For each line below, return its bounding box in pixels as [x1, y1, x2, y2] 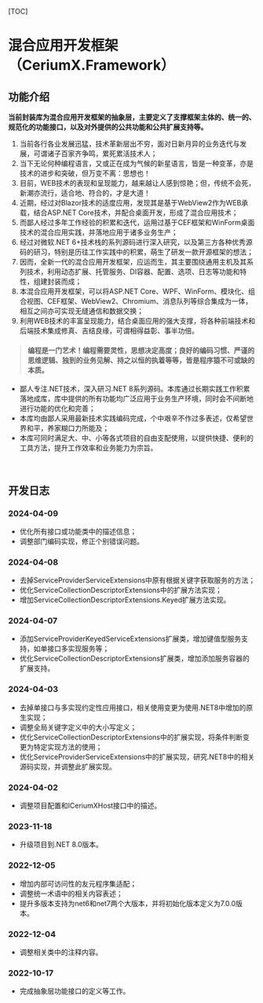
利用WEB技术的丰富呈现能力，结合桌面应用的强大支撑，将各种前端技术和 [19, 316, 256, 325]
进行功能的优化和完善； [19, 404, 96, 413]
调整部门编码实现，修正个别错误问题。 [19, 536, 144, 546]
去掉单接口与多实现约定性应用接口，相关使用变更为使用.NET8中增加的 [19, 702, 247, 712]
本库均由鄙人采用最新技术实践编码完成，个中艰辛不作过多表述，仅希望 [19, 413, 247, 424]
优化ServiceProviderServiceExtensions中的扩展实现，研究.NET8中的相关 [19, 752, 255, 761]
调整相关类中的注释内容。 [19, 947, 103, 957]
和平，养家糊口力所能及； [26, 424, 110, 433]
